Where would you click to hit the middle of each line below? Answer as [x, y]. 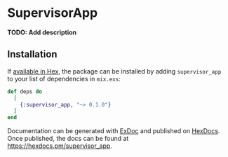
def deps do [25, 91]
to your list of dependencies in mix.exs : [64, 78]
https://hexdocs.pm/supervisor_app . [60, 146]
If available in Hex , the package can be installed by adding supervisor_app [114, 71]
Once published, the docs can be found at [68, 139]
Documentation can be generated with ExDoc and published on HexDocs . [114, 131]
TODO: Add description [42, 32]
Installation [32, 54]
